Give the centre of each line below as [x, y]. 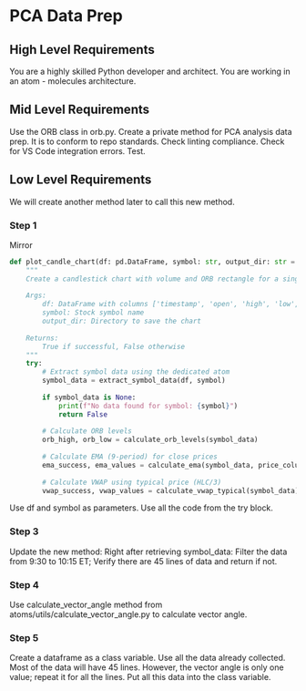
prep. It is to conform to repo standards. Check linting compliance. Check [147, 141]
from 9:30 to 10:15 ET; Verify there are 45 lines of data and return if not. [143, 561]
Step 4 [24, 584]
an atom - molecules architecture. [73, 81]
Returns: [42, 338]
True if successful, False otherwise [113, 346]
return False [82, 414]
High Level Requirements [82, 50]
